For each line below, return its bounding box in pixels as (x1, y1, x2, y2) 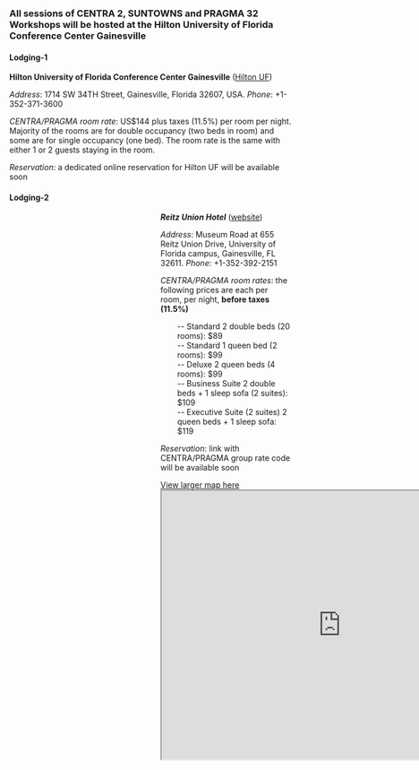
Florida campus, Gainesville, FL (160, 248, 276, 259)
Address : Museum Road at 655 (160, 229, 275, 240)
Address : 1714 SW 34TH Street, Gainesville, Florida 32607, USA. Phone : (9, 89, 273, 100)
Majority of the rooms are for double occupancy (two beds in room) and (9, 125, 275, 136)
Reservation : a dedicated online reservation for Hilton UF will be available (9, 162, 280, 173)
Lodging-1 (9, 52, 48, 63)
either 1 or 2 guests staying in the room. (9, 144, 156, 155)
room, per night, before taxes (160, 294, 270, 305)
